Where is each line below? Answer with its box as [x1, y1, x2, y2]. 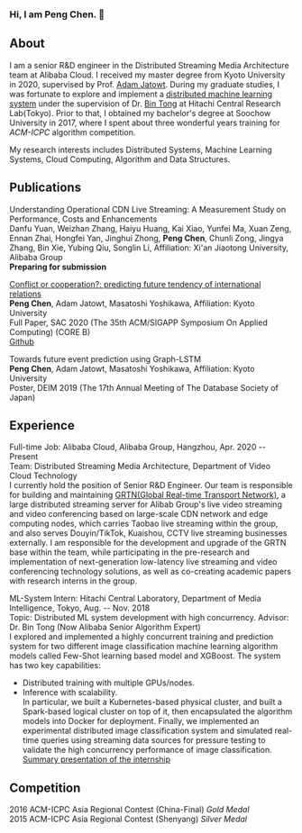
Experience [9, 418, 75, 433]
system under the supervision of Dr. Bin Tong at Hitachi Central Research [9, 98, 281, 109]
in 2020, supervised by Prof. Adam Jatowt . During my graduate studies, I [9, 78, 280, 89]
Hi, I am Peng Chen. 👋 [9, 8, 105, 21]
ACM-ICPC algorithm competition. [9, 126, 136, 138]
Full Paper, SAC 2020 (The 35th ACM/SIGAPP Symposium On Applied [9, 317, 268, 328]
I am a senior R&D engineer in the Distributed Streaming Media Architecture [9, 59, 290, 70]
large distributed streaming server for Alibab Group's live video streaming [9, 499, 282, 510]
